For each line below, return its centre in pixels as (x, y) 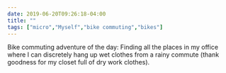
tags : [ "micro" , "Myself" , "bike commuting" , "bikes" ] (85, 27)
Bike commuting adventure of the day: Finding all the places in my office (113, 47)
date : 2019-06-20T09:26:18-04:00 (57, 14)
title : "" (22, 21)
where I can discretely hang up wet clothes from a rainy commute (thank (113, 55)
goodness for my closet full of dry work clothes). (79, 62)
